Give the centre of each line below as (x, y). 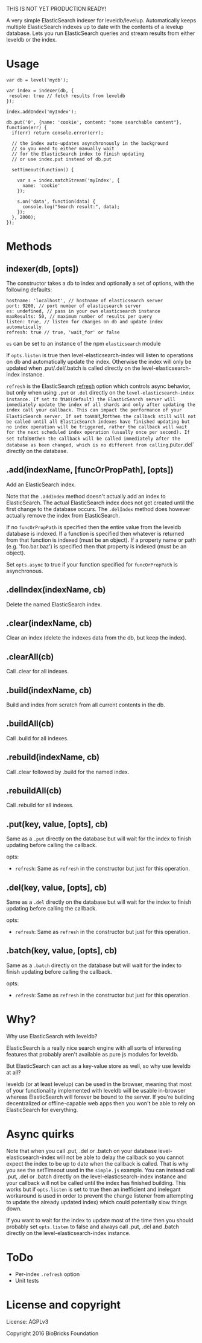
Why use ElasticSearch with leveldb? (52, 1036)
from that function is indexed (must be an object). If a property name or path (101, 540)
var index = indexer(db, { (40, 90)
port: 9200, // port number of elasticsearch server (74, 306)
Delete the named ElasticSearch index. (54, 604)
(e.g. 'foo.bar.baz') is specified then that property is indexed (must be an (96, 546)
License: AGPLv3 (27, 1321)
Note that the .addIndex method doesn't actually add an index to (86, 496)
